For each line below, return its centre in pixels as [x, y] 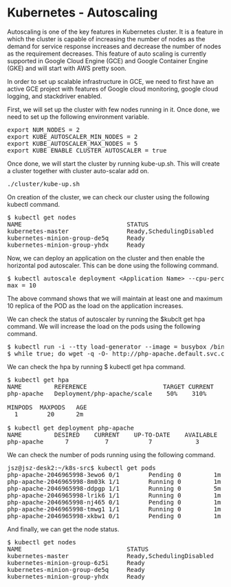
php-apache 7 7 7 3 [103, 442]
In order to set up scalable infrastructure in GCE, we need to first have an [111, 81]
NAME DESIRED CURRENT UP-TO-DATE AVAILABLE [112, 435]
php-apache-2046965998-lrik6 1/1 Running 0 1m [114, 495]
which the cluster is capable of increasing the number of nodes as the [106, 38]
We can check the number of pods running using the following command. [111, 454]
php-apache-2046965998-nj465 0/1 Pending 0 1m [114, 502]
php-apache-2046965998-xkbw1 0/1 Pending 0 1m [114, 516]
